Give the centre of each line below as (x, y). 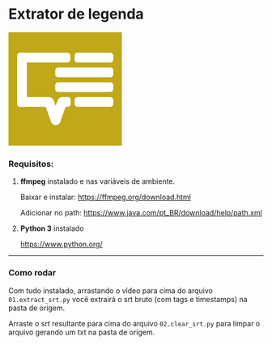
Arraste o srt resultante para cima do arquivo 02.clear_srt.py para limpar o (134, 323)
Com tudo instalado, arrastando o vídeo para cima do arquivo (110, 290)
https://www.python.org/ (61, 245)
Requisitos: (31, 164)
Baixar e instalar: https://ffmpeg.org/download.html (106, 197)
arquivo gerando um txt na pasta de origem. (82, 332)
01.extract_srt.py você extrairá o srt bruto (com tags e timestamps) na (128, 299)
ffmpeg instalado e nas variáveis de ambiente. (98, 181)
